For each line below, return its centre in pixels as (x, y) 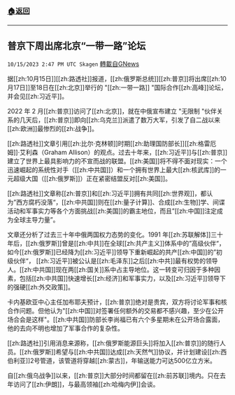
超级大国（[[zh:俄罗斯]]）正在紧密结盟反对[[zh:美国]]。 (92, 179)
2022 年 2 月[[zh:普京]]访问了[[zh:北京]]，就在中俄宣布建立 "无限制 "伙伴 (112, 111)
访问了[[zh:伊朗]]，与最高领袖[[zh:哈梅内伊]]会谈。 (86, 384)
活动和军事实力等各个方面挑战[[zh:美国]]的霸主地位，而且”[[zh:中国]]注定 (112, 211)
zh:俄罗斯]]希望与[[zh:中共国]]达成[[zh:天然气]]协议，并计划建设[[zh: (122, 352)
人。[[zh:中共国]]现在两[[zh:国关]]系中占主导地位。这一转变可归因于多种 (111, 270)
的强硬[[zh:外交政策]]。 (41, 287)
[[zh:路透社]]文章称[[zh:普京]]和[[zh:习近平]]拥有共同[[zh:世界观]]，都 (107, 193)
